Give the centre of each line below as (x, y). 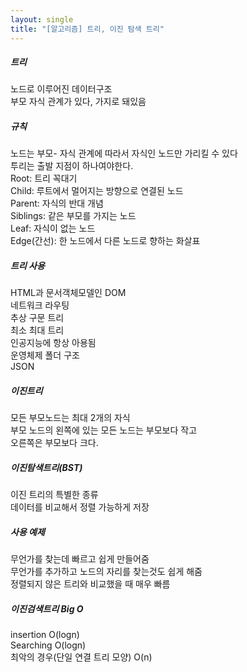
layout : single (42, 19)
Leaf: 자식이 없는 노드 (53, 228)
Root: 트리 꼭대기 (44, 178)
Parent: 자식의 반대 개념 (57, 203)
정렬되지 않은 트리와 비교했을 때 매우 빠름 (90, 584)
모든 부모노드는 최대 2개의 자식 (70, 418)
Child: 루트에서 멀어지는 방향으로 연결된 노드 (97, 191)
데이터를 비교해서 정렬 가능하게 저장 (80, 507)
